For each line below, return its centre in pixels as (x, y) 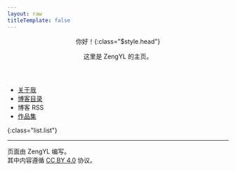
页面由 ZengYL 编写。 (39, 151)
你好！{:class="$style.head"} (118, 41)
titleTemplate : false (39, 20)
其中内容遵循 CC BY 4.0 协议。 (52, 160)
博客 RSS (31, 107)
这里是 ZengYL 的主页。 (118, 56)
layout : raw (25, 14)
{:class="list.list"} (32, 130)
